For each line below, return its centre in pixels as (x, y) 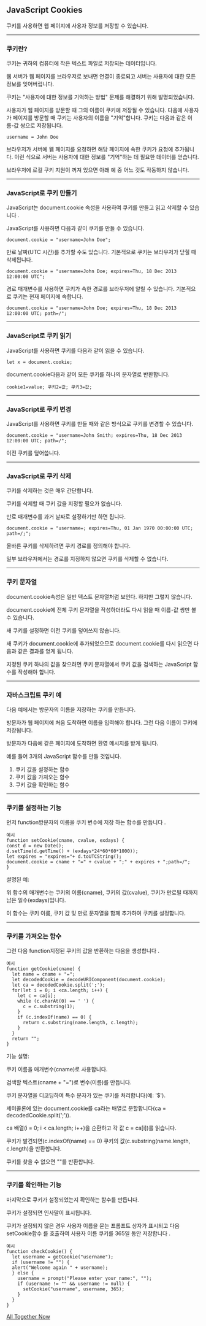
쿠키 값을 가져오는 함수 (42, 777)
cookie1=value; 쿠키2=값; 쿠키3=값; (49, 387)
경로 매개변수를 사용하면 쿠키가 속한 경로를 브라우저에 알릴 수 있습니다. (90, 289)
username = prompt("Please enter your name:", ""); (85, 1278)
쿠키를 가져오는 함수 (34, 936)
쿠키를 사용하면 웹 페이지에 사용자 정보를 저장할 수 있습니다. (78, 25)
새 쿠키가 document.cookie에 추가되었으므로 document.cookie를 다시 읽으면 (99, 643)
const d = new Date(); (35, 846)
